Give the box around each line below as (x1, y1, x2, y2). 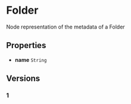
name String (14, 56, 47, 63)
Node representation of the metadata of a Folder (6, 23, 125, 30)
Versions (6, 74, 40, 84)
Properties (6, 40, 46, 51)
